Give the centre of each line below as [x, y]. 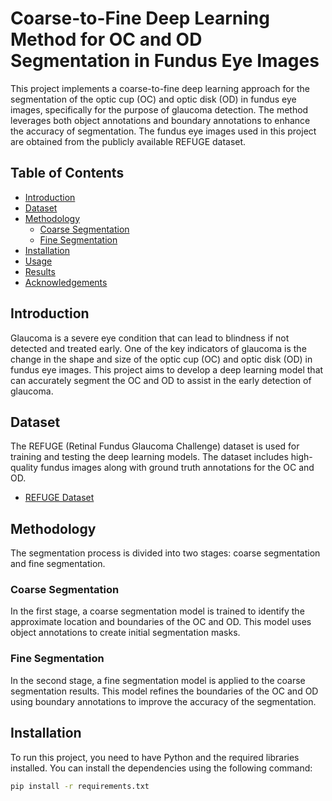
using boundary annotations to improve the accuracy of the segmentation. [163, 701]
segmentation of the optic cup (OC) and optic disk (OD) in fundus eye [153, 99]
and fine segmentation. [58, 564]
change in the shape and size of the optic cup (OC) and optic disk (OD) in [161, 359]
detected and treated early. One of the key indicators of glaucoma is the [158, 348]
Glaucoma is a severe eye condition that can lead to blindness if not [150, 338]
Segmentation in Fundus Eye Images [165, 61]
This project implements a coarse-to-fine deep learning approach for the [160, 88]
